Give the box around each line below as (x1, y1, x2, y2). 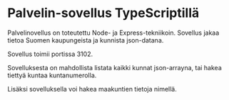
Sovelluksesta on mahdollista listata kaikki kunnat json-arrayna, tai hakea (7, 63, 223, 72)
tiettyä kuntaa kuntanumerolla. (7, 71, 97, 79)
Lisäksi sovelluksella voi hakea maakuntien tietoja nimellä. (7, 84, 177, 93)
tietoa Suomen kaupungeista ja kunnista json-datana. (7, 35, 164, 44)
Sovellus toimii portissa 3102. (7, 50, 93, 58)
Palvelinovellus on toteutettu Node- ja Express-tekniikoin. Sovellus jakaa (7, 28, 220, 37)
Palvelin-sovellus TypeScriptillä (7, 5, 200, 21)
